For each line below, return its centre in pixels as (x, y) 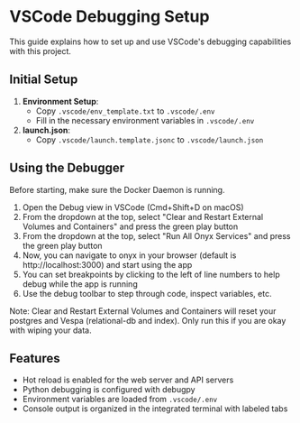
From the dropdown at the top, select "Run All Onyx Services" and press (156, 235)
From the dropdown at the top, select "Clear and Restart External (143, 216)
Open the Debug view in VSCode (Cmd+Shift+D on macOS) (133, 207)
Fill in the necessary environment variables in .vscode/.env (145, 120)
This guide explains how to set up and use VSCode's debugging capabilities (150, 41)
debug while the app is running (80, 284)
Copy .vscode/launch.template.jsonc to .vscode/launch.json (150, 139)
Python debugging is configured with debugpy (109, 390)
